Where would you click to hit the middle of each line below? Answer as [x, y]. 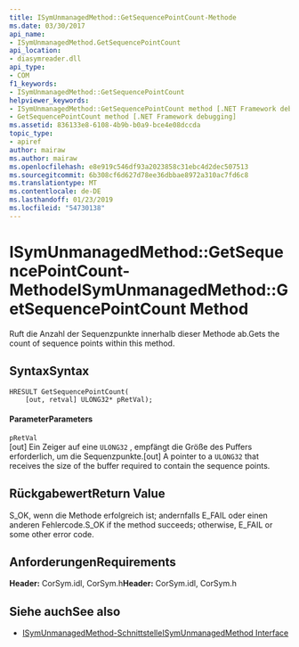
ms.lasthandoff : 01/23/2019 [61, 200]
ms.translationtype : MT [53, 184]
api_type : [28, 68]
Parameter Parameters [51, 419]
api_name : [28, 34]
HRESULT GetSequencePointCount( [69, 392]
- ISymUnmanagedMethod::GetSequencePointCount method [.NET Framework [143, 109]
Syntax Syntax [49, 371]
